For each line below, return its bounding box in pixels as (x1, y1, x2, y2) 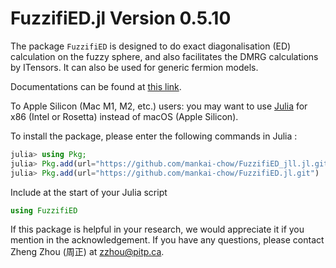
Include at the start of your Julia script (10, 186, 168, 198)
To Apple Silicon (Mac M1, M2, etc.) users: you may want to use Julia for (10, 100, 308, 112)
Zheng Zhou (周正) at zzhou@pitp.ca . (10, 246, 165, 258)
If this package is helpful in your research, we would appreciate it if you (10, 223, 305, 236)
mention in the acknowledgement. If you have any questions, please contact (10, 234, 325, 246)
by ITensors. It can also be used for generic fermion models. (10, 61, 259, 73)
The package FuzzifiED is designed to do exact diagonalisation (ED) (10, 40, 292, 52)
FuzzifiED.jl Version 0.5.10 (10, 7, 232, 30)
